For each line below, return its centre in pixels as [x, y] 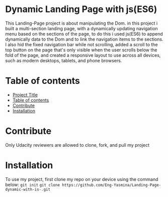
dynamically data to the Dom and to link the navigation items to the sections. [84, 39]
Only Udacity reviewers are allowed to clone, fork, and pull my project [77, 145]
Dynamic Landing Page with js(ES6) [81, 9]
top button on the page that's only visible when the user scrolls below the [81, 50]
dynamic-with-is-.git [28, 189]
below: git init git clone [33, 184]
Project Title [25, 94]
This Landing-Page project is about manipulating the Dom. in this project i [81, 23]
